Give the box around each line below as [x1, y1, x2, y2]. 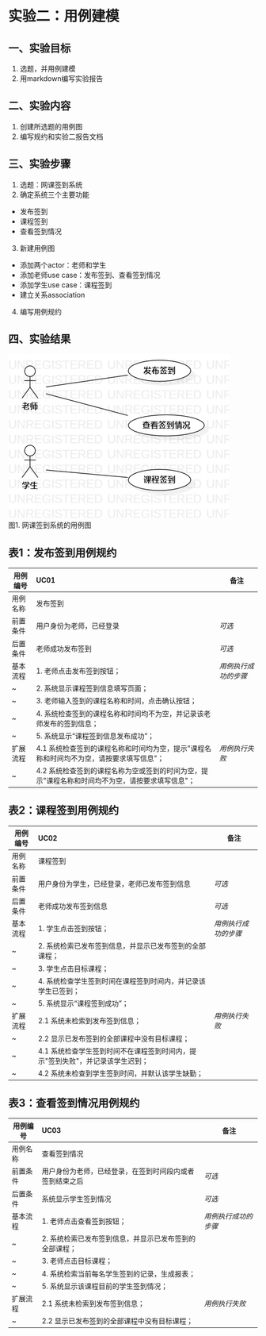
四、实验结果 [8, 333, 71, 346]
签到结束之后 [41, 1176, 84, 1186]
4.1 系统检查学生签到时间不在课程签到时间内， [38, 1045, 190, 1056]
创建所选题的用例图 [19, 121, 83, 131]
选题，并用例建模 [19, 64, 76, 73]
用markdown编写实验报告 [19, 74, 104, 83]
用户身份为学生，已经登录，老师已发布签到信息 [38, 879, 192, 888]
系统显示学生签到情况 [41, 1194, 112, 1203]
